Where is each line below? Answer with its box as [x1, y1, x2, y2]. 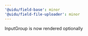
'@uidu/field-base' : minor [4, 7, 60, 12]
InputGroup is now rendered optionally [4, 25, 83, 31]
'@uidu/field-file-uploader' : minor [4, 12, 80, 17]
